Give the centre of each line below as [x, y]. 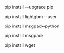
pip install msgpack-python [32, 26]
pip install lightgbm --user [31, 16]
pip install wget [20, 45]
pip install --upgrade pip [29, 7]
